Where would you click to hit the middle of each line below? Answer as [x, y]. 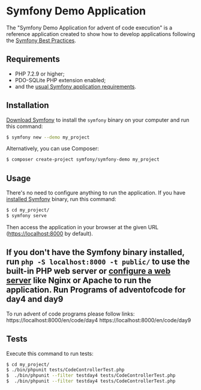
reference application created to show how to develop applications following [100, 34]
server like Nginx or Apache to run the [79, 280]
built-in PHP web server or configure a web [88, 271]
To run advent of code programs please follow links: [70, 314]
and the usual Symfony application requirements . [76, 86]
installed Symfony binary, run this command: [61, 199]
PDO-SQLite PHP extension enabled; [60, 80]
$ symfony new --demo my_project [48, 137]
